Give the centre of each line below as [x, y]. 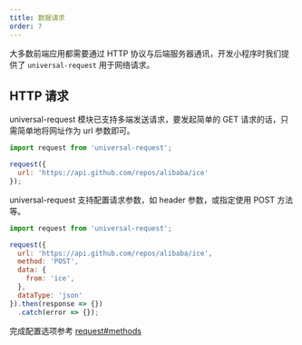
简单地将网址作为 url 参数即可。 [76, 131]
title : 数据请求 [37, 18]
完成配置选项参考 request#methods [76, 330]
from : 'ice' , [50, 279]
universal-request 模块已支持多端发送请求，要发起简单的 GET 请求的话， [145, 120]
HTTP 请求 [39, 96]
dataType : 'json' [50, 295]
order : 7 [26, 26]
